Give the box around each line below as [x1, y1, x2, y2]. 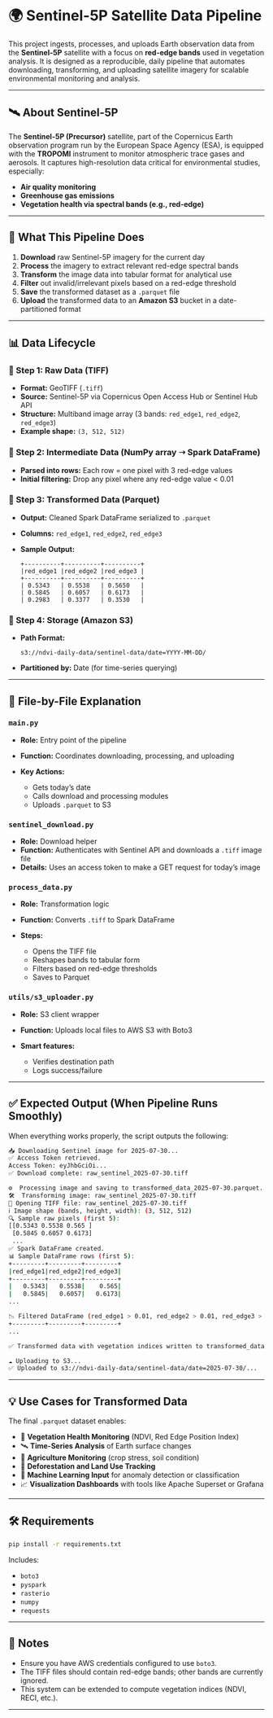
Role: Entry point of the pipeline [19, 734, 128, 745]
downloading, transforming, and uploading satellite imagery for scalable [8, 64, 249, 74]
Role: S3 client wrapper [19, 1009, 100, 1019]
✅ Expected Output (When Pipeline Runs [8, 1097, 218, 1111]
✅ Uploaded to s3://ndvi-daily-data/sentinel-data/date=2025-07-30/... [8, 1365, 258, 1373]
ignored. [19, 1675, 49, 1685]
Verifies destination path [32, 1056, 115, 1067]
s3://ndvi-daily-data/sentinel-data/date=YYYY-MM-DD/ [19, 649, 206, 657]
